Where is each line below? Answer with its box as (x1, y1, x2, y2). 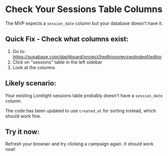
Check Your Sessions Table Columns (5, 4, 163, 15)
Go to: (12, 48, 26, 54)
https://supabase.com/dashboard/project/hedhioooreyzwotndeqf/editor (12, 54, 162, 60)
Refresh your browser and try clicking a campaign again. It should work (5, 141, 154, 147)
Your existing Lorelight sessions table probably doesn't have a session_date (5, 92, 163, 98)
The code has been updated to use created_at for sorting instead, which (5, 108, 156, 114)
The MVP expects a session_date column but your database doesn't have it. (5, 20, 163, 26)
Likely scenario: (5, 79, 57, 88)
